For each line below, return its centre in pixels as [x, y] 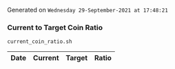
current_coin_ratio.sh [40, 42]
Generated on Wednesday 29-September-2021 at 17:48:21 [88, 10]
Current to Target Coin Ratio [55, 27]
